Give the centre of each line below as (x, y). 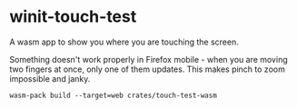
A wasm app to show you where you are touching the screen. (124, 42)
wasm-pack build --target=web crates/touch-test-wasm (114, 95)
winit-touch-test (73, 17)
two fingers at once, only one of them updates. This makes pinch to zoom (148, 69)
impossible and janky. (50, 78)
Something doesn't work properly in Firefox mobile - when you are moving (148, 59)
